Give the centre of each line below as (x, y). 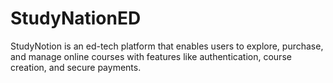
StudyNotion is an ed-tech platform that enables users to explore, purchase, (167, 46)
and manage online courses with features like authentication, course (151, 56)
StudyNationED (76, 18)
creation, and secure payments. (76, 67)
